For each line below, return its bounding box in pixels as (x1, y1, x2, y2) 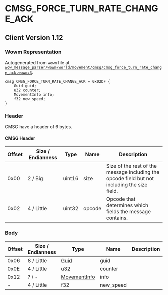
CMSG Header (5, 135, 36, 141)
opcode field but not (106, 175, 154, 182)
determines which (106, 202, 149, 209)
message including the (106, 169, 160, 176)
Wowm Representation (5, 48, 62, 55)
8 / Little (27, 257, 47, 264)
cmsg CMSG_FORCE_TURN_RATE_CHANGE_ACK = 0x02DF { (5, 79, 111, 84)
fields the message (106, 208, 151, 215)
